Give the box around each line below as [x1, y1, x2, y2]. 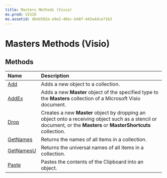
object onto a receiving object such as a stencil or [41, 115, 157, 122]
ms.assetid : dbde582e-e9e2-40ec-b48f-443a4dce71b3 [5, 16, 112, 21]
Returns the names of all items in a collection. [41, 136, 147, 143]
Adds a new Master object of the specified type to [41, 89, 159, 96]
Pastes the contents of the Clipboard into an [41, 159, 144, 166]
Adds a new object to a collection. [41, 81, 120, 88]
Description [41, 73, 70, 80]
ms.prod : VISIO [5, 12, 37, 17]
